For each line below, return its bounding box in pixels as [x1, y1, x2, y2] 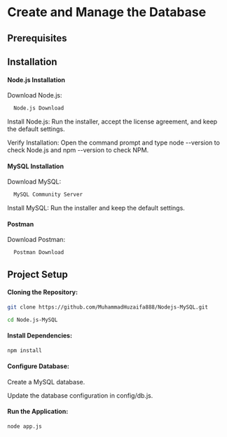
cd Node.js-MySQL [7, 316, 58, 323]
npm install [7, 347, 42, 354]
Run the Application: [7, 408, 69, 416]
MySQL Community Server [13, 191, 83, 199]
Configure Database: [7, 362, 70, 370]
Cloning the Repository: [7, 288, 78, 297]
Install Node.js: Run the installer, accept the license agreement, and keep [7, 117, 218, 126]
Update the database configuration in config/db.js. [7, 391, 153, 400]
